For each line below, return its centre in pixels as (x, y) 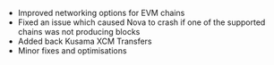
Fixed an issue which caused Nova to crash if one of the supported (141, 22)
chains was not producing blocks (79, 32)
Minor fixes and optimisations (72, 51)
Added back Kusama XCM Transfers (85, 41)
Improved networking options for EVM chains (101, 13)
